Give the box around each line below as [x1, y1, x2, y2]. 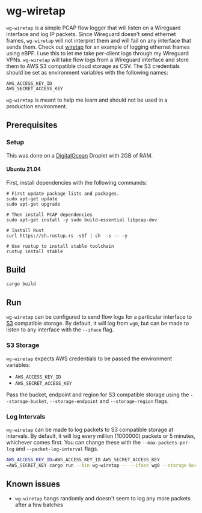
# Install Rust [6, 227, 44, 233]
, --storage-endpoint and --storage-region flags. [46, 397, 169, 404]
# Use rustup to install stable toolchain [6, 243, 114, 249]
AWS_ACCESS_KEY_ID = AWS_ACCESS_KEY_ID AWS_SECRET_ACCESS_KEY [6, 456, 161, 462]
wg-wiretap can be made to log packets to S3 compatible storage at [6, 426, 174, 433]
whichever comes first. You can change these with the [6, 438, 141, 446]
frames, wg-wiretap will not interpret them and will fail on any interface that [6, 37, 191, 44]
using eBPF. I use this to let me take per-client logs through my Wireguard [6, 49, 189, 57]
